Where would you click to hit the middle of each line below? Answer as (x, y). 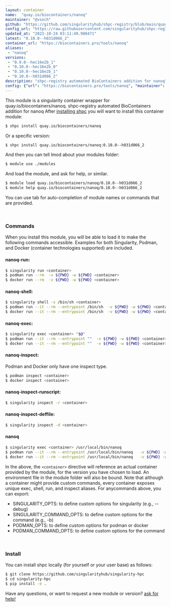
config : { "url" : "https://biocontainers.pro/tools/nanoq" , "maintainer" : (85, 86)
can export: (17, 494)
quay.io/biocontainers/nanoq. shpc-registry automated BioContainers (78, 105)
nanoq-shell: (19, 292)
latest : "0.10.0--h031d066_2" (37, 39)
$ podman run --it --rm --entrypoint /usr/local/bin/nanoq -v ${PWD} (83, 452)
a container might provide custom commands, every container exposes (80, 483)
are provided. (19, 203)
